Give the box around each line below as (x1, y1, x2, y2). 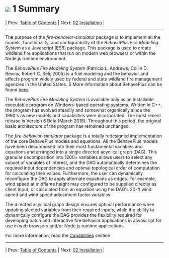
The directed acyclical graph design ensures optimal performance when (5, 201, 155, 207)
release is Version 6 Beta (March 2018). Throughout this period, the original (5, 118, 161, 124)
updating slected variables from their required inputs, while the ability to (5, 207, 154, 213)
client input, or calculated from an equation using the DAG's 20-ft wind (5, 186, 152, 192)
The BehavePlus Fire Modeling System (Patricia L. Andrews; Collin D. (5, 65, 148, 71)
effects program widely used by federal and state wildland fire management (5, 76, 162, 82)
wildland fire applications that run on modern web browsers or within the (5, 50, 156, 56)
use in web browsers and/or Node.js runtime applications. (5, 222, 125, 229)
